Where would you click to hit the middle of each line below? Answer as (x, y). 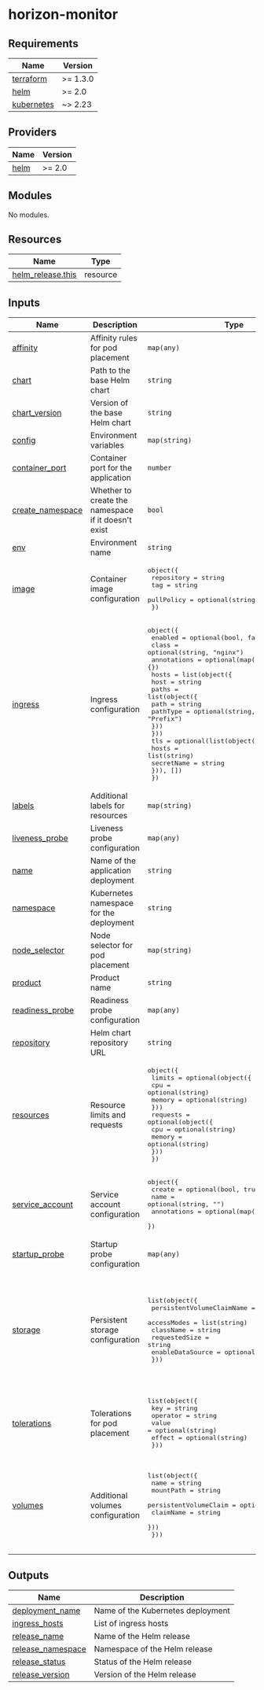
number (159, 468)
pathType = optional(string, (203, 712)
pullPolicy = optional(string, (203, 600)
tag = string (174, 585)
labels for (107, 806)
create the (109, 500)
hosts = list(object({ (192, 675)
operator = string (184, 1416)
